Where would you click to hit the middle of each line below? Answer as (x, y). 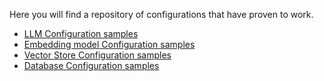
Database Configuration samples (91, 65)
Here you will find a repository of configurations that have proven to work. (161, 14)
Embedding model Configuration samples (109, 44)
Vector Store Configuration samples (97, 55)
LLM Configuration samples (81, 33)
